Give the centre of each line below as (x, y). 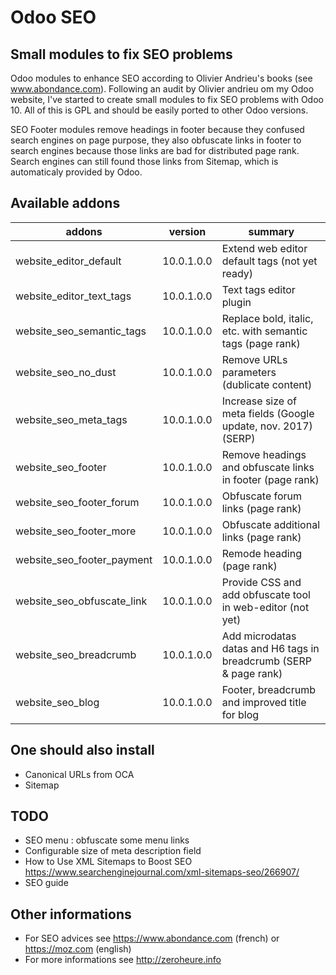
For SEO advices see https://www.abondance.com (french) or (152, 938)
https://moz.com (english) (78, 949)
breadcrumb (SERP (266, 661)
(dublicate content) (267, 384)
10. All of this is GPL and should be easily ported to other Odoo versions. (159, 110)
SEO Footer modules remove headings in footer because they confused (157, 129)
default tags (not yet (269, 261)
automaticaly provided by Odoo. (76, 172)
